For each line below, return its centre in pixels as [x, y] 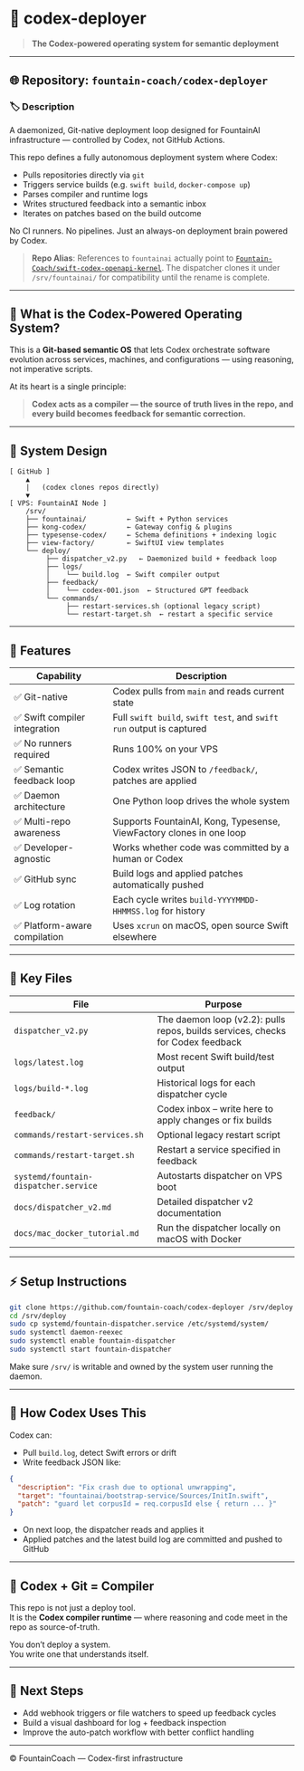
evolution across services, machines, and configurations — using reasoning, [152, 359]
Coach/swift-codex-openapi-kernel [96, 268]
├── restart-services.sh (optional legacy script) [163, 607]
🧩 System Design [58, 450]
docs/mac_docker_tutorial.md [76, 1233]
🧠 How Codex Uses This [78, 1413]
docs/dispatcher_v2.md [62, 1207]
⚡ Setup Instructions [68, 1282]
